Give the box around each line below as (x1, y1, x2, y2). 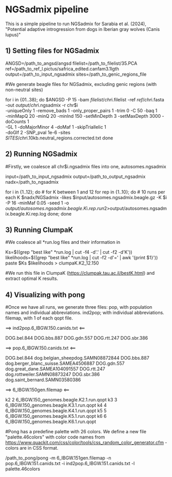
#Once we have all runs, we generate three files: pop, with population (5, 304, 152, 310)
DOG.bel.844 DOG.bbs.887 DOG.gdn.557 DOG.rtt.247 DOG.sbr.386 (5, 335, 148, 341)
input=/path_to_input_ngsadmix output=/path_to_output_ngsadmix (5, 173, 146, 180)
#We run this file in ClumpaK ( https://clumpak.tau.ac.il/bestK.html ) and (5, 270, 155, 276)
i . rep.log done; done (29, 210, 72, 217)
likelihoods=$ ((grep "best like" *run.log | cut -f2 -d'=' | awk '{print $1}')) (5, 255, 158, 261)
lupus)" (5, 31, 21, 38)
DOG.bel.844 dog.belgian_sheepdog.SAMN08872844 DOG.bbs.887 (5, 355, 150, 361)
